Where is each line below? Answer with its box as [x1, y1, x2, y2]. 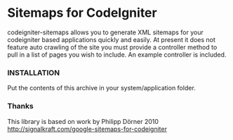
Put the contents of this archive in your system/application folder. [7, 84, 197, 92]
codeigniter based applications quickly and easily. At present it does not [7, 35, 216, 43]
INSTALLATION [7, 68, 60, 78]
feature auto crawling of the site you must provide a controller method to [7, 43, 218, 51]
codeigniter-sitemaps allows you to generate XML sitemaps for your [7, 28, 204, 36]
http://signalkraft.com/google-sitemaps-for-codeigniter [7, 125, 167, 133]
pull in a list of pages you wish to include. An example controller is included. [7, 50, 227, 59]
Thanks [7, 101, 34, 111]
